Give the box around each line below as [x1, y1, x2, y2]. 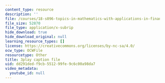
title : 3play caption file [5, 57, 60, 62]
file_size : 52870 [5, 21, 41, 26]
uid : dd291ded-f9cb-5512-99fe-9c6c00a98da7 [5, 62, 96, 66]
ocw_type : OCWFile [5, 48, 43, 53]
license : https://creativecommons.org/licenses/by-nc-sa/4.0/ [5, 43, 135, 48]
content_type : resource [5, 7, 54, 12]
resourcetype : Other [5, 52, 48, 58]
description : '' [5, 12, 38, 17]
